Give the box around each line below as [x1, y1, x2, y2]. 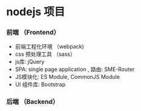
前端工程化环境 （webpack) [15, 43, 85, 50]
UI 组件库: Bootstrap [15, 81, 65, 88]
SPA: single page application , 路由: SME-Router [15, 66, 135, 73]
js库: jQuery [15, 58, 45, 66]
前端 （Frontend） [6, 28, 61, 36]
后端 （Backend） [6, 98, 59, 106]
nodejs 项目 [6, 5, 65, 19]
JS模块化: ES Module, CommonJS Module [15, 73, 120, 81]
